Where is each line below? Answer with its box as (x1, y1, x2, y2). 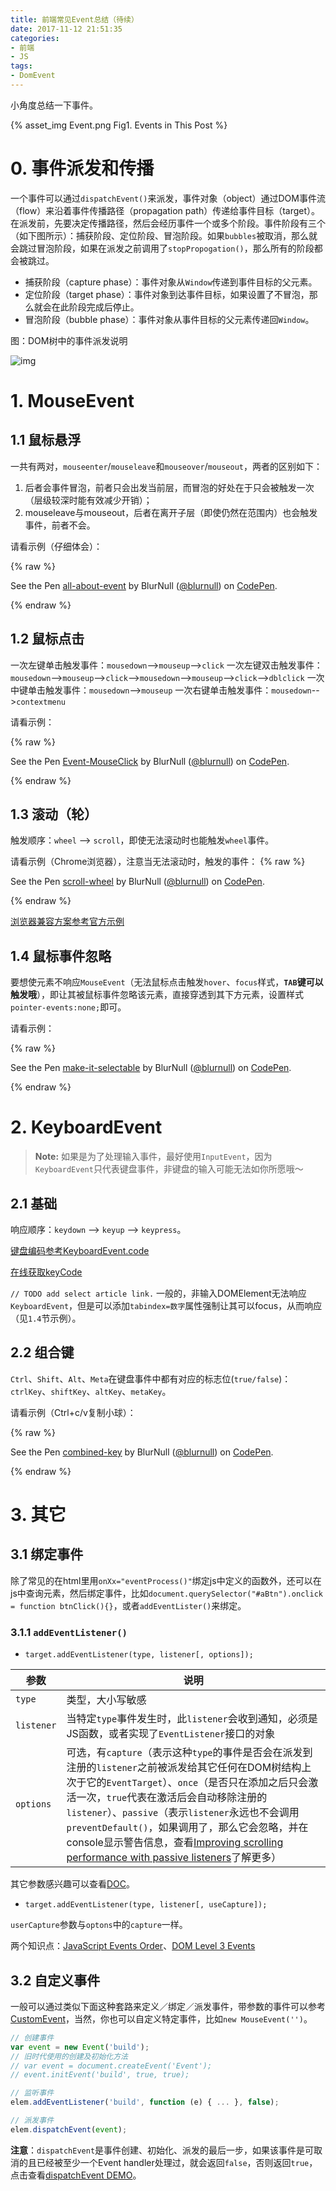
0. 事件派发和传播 (10, 157, 155, 180)
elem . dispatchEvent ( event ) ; (10, 2124, 128, 2135)
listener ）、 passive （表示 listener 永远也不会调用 (66, 1806, 300, 1820)
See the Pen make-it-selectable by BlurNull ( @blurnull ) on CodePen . (10, 1062, 292, 1074)
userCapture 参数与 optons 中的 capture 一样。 (10, 1919, 188, 1931)
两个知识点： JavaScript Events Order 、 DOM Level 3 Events (10, 1940, 256, 1952)
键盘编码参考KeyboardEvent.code (10, 1245, 150, 1256)
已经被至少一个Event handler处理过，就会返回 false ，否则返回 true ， (36, 2156, 318, 2168)
